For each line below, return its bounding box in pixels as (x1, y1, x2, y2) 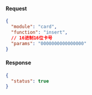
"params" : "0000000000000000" (11, 40, 87, 46)
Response (5, 59, 31, 66)
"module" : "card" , (11, 24, 58, 30)
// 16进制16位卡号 (11, 35, 52, 41)
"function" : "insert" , (11, 29, 68, 35)
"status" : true (11, 78, 49, 84)
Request (5, 5, 28, 12)
